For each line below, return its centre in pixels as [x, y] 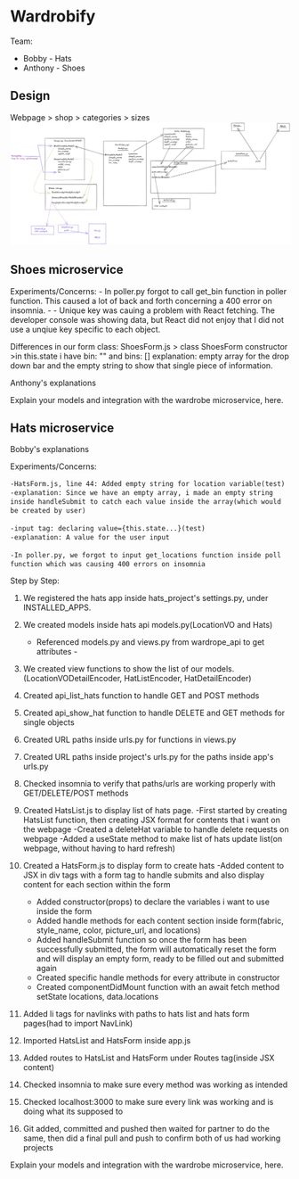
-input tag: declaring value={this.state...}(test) [108, 529]
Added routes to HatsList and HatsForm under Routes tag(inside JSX [149, 1058]
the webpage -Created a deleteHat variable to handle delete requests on [156, 829]
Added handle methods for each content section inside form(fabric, [160, 921]
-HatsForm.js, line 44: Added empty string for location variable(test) [148, 484]
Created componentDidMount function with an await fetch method [158, 987]
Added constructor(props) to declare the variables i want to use [153, 902]
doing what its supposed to [73, 1111]
